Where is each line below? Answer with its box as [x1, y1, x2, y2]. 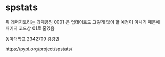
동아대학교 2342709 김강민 [5, 36, 60, 42]
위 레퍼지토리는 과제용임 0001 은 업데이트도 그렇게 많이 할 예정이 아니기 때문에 [5, 19, 160, 25]
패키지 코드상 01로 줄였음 [5, 25, 55, 31]
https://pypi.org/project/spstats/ [5, 46, 73, 52]
